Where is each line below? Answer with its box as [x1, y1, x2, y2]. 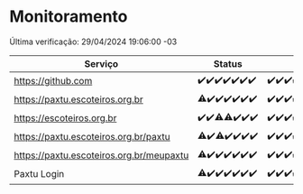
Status [213, 57, 243, 69]
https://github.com [14, 75, 93, 88]
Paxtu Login [14, 168, 65, 180]
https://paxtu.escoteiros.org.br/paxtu [14, 131, 171, 143]
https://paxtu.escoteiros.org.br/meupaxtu [14, 149, 189, 162]
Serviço [84, 57, 119, 69]
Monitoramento [9, 6, 128, 27]
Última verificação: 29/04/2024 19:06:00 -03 [9, 36, 178, 47]
